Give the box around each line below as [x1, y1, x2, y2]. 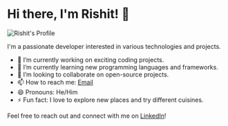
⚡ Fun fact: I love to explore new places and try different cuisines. [17, 96, 204, 104]
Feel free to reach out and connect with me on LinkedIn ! [7, 112, 167, 120]
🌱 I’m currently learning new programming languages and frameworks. [17, 63, 219, 71]
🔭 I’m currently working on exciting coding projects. [17, 55, 164, 64]
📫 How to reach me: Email [17, 78, 93, 86]
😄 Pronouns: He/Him [17, 87, 78, 96]
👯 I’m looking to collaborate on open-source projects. [17, 70, 169, 78]
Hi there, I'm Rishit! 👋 [7, 6, 130, 22]
